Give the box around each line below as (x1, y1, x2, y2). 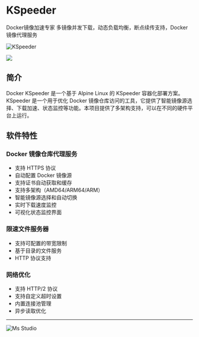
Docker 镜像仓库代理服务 (6, 150, 78, 158)
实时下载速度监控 (14, 202, 57, 209)
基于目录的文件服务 (14, 247, 62, 254)
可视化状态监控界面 (14, 209, 62, 216)
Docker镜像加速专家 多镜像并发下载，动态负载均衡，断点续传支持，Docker (6, 24, 188, 31)
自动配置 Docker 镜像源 (14, 172, 72, 179)
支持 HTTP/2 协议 (14, 285, 58, 293)
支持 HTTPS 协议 (14, 164, 56, 171)
